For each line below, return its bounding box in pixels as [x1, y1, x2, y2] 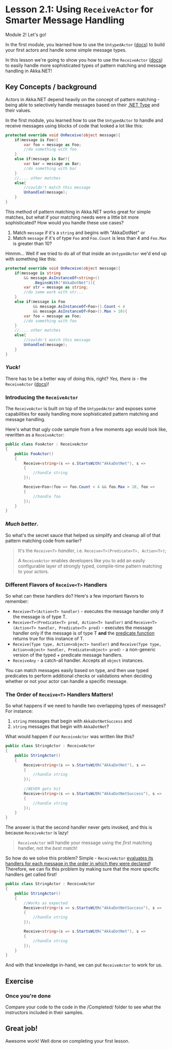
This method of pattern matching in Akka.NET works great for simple [5, 208, 151, 215]
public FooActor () [14, 451, 54, 456]
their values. [5, 107, 32, 113]
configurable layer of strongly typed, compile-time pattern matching [17, 563, 162, 569]
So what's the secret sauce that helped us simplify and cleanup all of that [5, 532, 161, 538]
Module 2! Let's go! [5, 31, 47, 37]
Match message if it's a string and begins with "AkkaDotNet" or [12, 230, 145, 236]
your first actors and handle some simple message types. [5, 47, 127, 53]
